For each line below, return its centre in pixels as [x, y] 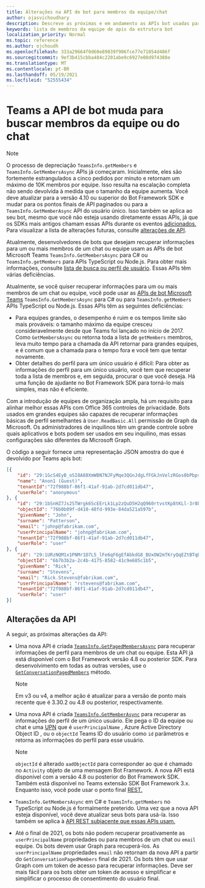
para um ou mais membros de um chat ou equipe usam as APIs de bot [95, 249]
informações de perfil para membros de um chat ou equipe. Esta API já [104, 653]
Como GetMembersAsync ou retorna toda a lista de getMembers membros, [104, 338]
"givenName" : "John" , [45, 515]
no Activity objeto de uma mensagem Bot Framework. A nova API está [105, 770]
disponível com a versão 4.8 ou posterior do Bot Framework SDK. [97, 777]
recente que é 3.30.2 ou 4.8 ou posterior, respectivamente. [89, 702]
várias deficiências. [31, 275]
